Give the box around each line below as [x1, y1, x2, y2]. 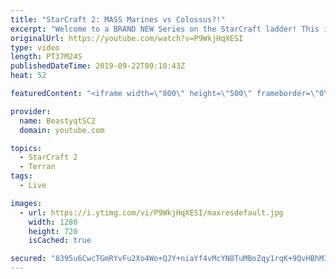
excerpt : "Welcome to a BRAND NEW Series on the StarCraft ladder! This [10, 24, 320, 34]
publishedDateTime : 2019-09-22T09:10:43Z [10, 61, 186, 71]
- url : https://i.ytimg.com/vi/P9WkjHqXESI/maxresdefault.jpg [19, 207, 284, 218]
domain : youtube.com [19, 125, 105, 135]
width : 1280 [28, 217, 78, 227]
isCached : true [28, 236, 92, 246]
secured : [10, 254, 47, 264]
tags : [10, 171, 33, 181]
